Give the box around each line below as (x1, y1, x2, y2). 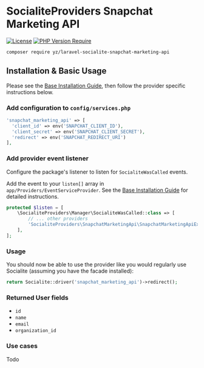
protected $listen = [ (6, 205, 64, 211)
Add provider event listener (6, 154, 89, 163)
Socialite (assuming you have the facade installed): (6, 267, 134, 274)
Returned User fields (6, 293, 69, 302)
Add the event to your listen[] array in (6, 180, 104, 187)
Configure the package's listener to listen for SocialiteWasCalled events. (6, 168, 188, 175)
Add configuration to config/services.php (6, 103, 131, 112)
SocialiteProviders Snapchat (6, 4, 153, 18)
